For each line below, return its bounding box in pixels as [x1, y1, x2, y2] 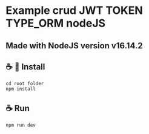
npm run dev [5, 122, 36, 129]
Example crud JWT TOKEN [5, 4, 143, 18]
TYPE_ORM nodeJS [5, 16, 106, 30]
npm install [5, 86, 36, 92]
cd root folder [5, 81, 44, 87]
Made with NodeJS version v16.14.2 [5, 40, 143, 51]
